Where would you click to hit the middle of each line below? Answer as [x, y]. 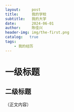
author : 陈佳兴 [24, 28]
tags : [11, 42]
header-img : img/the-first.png [37, 32]
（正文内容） [18, 104]
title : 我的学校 [26, 14]
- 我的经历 [24, 46]
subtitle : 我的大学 [26, 19]
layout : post [23, 10]
